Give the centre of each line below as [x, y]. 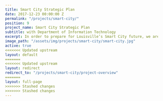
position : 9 [17, 23]
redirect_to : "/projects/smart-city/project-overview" [62, 73]
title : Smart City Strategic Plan [40, 9]
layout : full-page [24, 82]
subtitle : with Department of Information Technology [61, 32]
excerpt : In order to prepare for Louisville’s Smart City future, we [78, 37]
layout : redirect [23, 68]
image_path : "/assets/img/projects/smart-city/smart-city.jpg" [70, 41]
